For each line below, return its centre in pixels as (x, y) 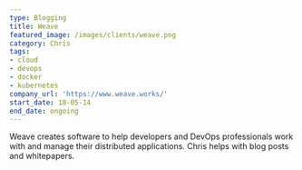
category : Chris (40, 43)
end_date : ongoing (44, 111)
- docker (26, 77)
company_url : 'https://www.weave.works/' (89, 94)
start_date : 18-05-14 (50, 102)
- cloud (24, 60)
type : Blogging (38, 18)
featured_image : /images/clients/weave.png (93, 35)
